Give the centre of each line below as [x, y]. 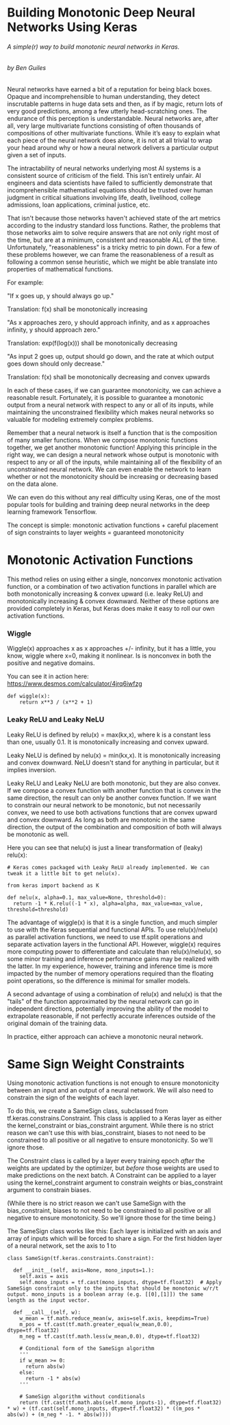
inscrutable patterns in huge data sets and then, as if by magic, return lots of [115, 104]
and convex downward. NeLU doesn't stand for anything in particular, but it [113, 762]
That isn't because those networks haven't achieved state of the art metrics [114, 218]
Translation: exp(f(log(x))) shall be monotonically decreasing [92, 343]
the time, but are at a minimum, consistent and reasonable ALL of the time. [112, 240]
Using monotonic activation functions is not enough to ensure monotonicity [113, 1083]
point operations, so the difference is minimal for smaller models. [99, 980]
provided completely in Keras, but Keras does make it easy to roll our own [111, 608]
